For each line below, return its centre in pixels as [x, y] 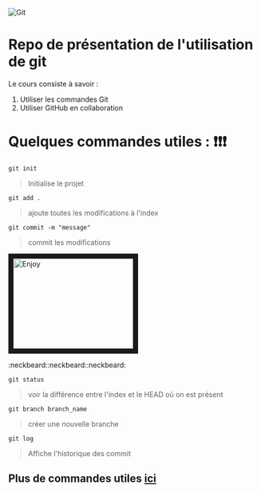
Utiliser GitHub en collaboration [71, 107]
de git [28, 62]
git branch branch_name [48, 409]
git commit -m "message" [49, 227]
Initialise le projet [55, 183]
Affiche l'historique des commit [79, 453]
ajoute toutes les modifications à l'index [93, 213]
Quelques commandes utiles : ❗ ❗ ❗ [118, 142]
